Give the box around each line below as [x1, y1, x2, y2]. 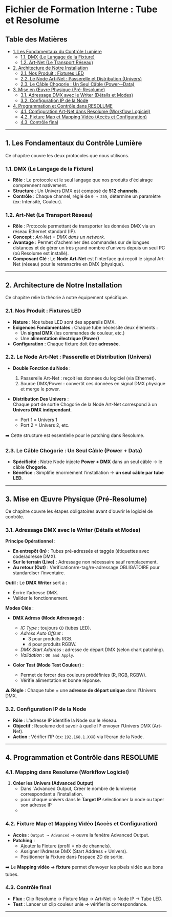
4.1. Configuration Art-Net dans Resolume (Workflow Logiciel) [20, 109, 150, 114]
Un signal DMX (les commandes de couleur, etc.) [20, 329, 125, 336]
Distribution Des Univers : [12, 395, 69, 402]
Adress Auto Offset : [20, 630, 63, 636]
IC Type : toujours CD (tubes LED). [20, 625, 91, 631]
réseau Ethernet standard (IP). [12, 228, 77, 235]
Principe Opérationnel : [5, 538, 56, 544]
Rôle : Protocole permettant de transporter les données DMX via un [12, 223, 155, 229]
